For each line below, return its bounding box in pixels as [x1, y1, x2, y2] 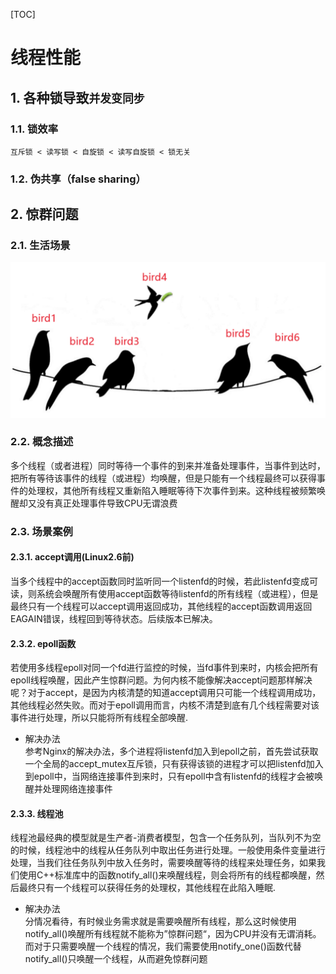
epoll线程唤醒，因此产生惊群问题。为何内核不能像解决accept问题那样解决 [10, 674, 313, 686]
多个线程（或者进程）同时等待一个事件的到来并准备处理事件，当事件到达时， [10, 459, 326, 471]
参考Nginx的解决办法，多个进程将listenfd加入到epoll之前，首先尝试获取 [24, 745, 319, 758]
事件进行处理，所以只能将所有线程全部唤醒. [10, 712, 189, 724]
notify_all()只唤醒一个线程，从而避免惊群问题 [24, 953, 208, 965]
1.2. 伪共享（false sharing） [10, 172, 147, 186]
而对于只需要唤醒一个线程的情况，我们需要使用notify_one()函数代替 [24, 940, 302, 953]
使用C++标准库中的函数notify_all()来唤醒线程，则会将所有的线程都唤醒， [18, 869, 317, 881]
